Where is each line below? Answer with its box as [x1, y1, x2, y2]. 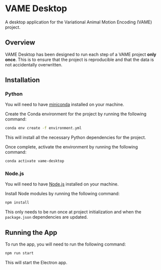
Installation [5, 76, 40, 84]
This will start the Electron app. [5, 260, 67, 266]
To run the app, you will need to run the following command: [5, 241, 126, 247]
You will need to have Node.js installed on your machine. [5, 181, 119, 187]
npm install [5, 200, 29, 205]
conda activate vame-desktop [5, 159, 64, 164]
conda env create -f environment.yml [5, 125, 82, 131]
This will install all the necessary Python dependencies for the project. [5, 135, 146, 141]
